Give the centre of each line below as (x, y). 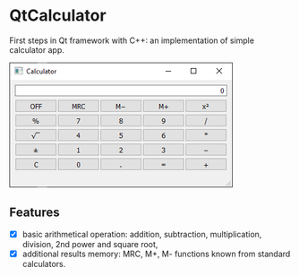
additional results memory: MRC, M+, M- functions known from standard (156, 254)
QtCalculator (58, 16)
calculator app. (37, 49)
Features (34, 213)
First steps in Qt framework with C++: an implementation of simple (132, 40)
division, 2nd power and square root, (90, 244)
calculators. (44, 263)
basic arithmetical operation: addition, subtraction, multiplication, (142, 234)
